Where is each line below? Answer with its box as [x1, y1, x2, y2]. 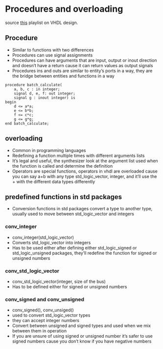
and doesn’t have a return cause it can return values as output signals [12, 62, 153, 68]
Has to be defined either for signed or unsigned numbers [12, 283, 127, 290]
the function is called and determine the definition [12, 163, 113, 169]
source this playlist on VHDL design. [5, 20, 78, 25]
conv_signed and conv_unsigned [5, 296, 85, 302]
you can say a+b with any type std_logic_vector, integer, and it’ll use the [12, 173, 157, 179]
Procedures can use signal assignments [12, 52, 93, 58]
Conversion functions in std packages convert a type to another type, [12, 206, 153, 212]
